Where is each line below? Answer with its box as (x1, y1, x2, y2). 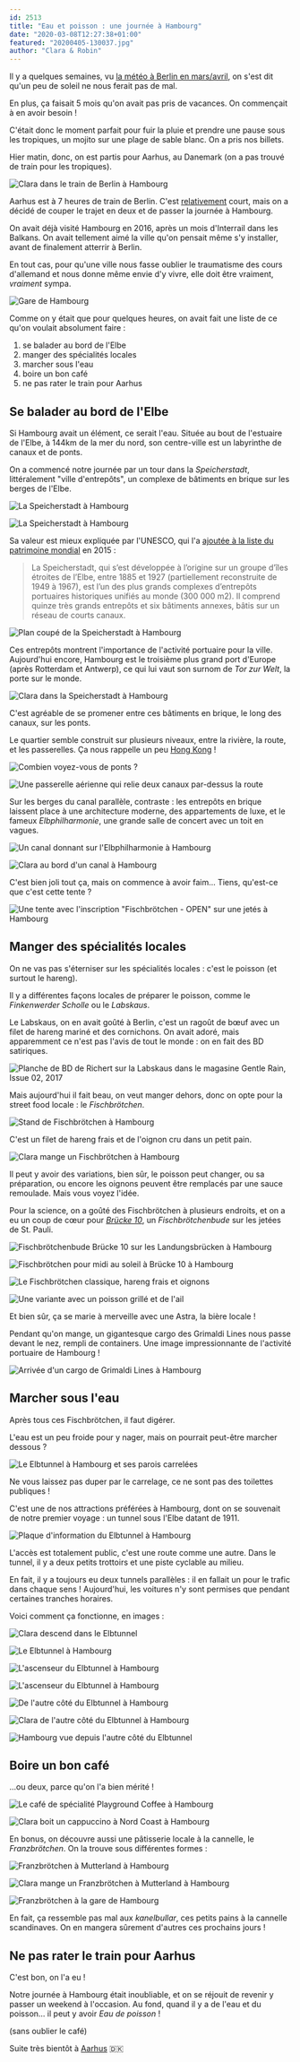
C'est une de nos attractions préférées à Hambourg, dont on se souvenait (9, 1503, 281, 1514)
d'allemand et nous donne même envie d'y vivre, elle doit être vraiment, (9, 269, 274, 280)
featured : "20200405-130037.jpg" (9, 38, 134, 47)
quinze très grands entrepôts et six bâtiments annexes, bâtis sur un (30, 600, 280, 610)
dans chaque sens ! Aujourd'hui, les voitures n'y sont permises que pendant (9, 1583, 290, 1594)
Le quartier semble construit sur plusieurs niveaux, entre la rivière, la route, (9, 734, 287, 745)
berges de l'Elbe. (9, 483, 72, 494)
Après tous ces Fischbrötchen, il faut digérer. (9, 1414, 176, 1425)
